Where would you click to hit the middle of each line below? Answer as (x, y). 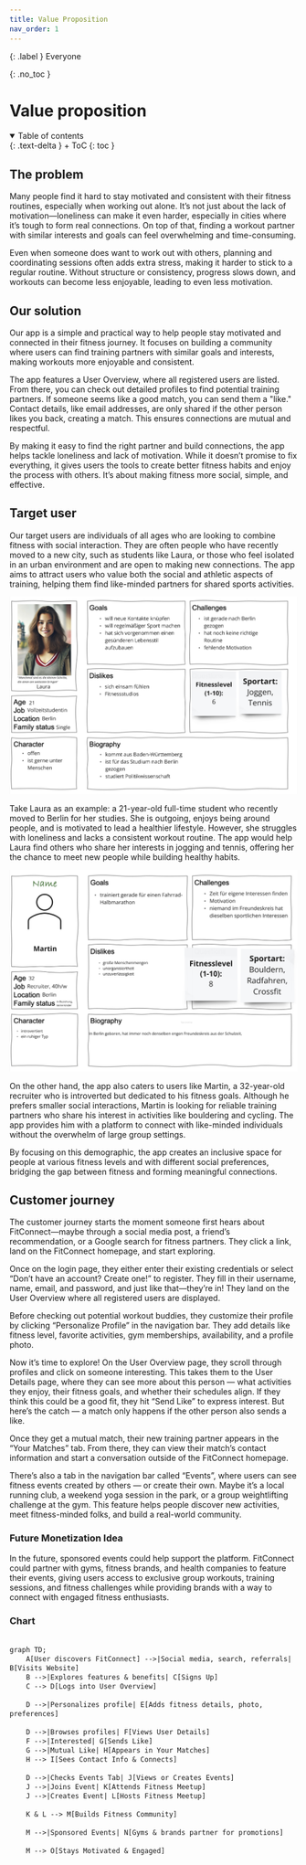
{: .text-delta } (36, 145)
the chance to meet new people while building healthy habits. (125, 857)
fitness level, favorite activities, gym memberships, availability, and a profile (152, 1335)
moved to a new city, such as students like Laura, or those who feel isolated (152, 555)
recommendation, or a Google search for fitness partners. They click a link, (151, 1242)
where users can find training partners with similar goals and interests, (142, 353)
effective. (27, 485)
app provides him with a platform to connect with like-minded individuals (146, 1125)
